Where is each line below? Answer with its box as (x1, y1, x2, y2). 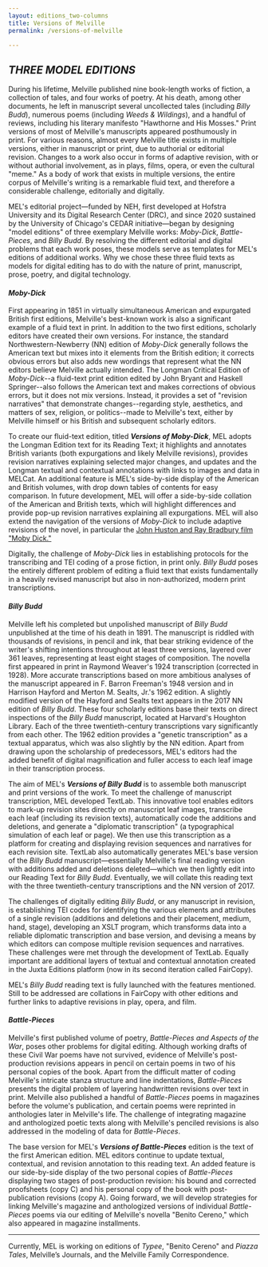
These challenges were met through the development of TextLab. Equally (8, 947, 249, 957)
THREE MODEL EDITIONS (8, 63, 136, 77)
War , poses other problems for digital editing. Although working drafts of (8, 1041, 247, 1051)
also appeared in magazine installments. (8, 1218, 141, 1228)
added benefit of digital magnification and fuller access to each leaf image (8, 755, 253, 764)
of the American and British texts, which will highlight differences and (8, 500, 237, 509)
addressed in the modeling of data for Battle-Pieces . (8, 1126, 181, 1136)
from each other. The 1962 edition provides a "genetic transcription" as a (8, 729, 248, 739)
